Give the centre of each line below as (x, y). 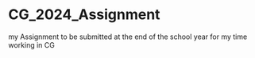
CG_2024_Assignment (84, 15)
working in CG (32, 44)
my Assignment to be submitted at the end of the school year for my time (128, 37)
